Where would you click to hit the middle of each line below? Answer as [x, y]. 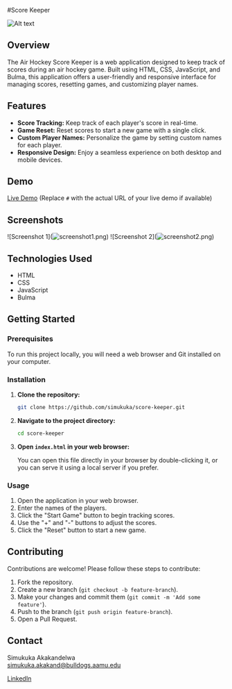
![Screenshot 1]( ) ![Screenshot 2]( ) [111, 237]
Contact [25, 641]
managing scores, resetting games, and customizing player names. [103, 84]
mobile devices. [40, 160]
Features [27, 106]
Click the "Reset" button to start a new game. [82, 530]
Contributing [35, 552]
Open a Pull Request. [47, 619]
